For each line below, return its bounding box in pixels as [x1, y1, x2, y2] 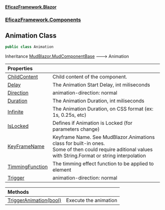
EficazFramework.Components [5, 16, 81, 23]
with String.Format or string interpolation [52, 152, 146, 159]
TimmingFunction [7, 163, 48, 170]
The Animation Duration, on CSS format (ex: [52, 105, 154, 112]
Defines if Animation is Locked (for [52, 120, 133, 127]
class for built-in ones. [52, 140, 105, 147]
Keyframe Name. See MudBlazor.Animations [52, 134, 155, 140]
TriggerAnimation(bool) [7, 197, 61, 204]
